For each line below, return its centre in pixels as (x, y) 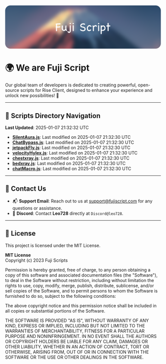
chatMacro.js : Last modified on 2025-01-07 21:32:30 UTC (72, 169)
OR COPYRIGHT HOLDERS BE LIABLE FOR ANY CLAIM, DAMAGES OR (77, 341)
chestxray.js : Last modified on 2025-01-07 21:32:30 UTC (71, 158)
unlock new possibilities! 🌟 (32, 96)
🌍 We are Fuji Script (47, 68)
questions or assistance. (37, 208)
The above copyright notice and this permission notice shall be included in (81, 305)
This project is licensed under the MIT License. (53, 245)
